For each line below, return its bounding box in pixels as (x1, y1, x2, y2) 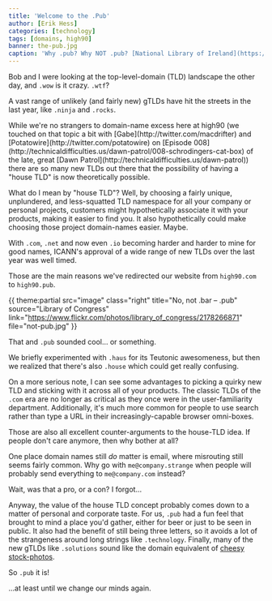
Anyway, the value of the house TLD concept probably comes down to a (8, 500, 249, 509)
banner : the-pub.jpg (8, 42, 79, 50)
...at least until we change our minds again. (8, 583, 151, 593)
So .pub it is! (8, 568, 50, 577)
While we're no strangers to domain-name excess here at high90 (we (8, 121, 240, 130)
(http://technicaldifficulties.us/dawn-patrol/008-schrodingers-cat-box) (8, 147, 245, 156)
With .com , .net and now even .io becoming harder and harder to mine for (8, 238, 257, 247)
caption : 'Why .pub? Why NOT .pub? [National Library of (8, 49, 205, 58)
